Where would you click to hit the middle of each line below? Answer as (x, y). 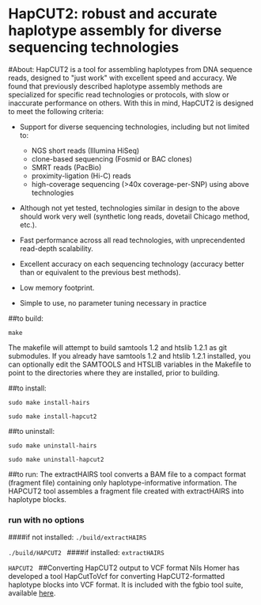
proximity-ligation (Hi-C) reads (81, 176)
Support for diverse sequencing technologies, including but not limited (134, 127)
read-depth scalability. (56, 248)
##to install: (27, 388)
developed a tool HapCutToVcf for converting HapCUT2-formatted (117, 576)
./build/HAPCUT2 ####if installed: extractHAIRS (86, 553)
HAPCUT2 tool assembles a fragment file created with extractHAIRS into (126, 491)
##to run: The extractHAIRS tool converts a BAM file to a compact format (127, 474)
